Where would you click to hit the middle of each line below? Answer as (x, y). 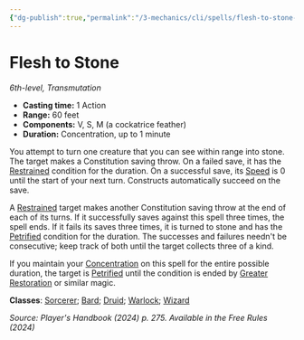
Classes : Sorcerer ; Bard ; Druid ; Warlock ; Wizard (100, 300)
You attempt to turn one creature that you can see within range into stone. (147, 151)
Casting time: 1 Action (64, 105)
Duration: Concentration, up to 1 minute (96, 134)
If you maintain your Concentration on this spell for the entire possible (139, 263)
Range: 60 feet (51, 115)
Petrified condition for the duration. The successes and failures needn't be (148, 236)
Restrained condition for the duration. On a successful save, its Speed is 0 (147, 170)
